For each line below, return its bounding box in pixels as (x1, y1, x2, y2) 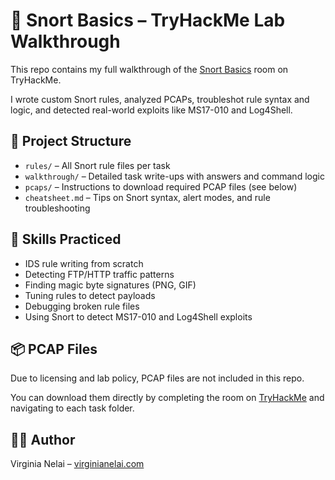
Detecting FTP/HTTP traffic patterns (24, 268, 175, 280)
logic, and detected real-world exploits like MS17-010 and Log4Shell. (10, 104, 293, 116)
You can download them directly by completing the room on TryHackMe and (10, 392, 325, 404)
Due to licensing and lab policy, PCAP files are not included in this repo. (10, 372, 305, 384)
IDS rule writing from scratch (24, 257, 144, 269)
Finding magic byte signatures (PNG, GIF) (24, 279, 197, 291)
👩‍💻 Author (10, 431, 76, 448)
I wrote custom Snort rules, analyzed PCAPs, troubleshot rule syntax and (10, 93, 310, 105)
